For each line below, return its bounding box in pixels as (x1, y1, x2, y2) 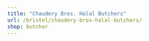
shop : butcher (7, 23, 49, 30)
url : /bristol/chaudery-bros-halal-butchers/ (7, 17, 142, 24)
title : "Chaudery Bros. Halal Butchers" (7, 10, 127, 17)
